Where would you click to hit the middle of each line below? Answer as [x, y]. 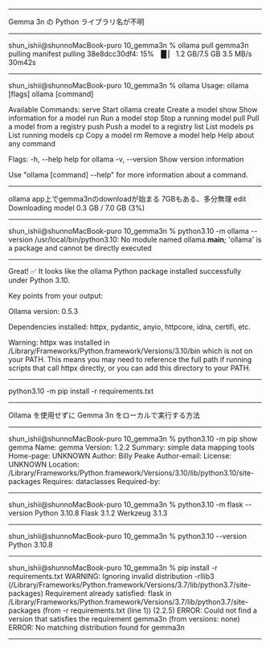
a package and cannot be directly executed [80, 248]
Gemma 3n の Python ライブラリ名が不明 [76, 22]
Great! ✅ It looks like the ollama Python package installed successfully [125, 271]
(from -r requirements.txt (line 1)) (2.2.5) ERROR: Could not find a [150, 610]
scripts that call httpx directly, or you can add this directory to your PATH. [130, 368]
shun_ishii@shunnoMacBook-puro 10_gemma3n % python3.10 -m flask [126, 504]
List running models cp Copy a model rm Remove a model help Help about [131, 135]
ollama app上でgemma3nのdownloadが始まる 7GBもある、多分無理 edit [127, 199]
